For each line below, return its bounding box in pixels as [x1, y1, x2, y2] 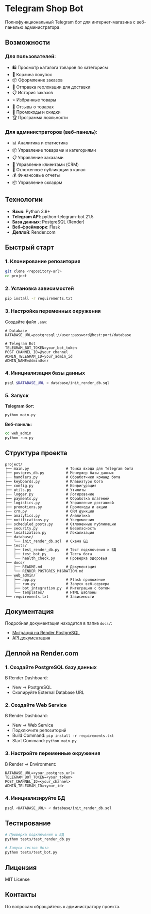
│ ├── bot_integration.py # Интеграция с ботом [5, 586, 110, 590]
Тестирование [5, 819, 51, 828]
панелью [5, 24, 24, 30]
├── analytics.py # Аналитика [5, 513, 90, 518]
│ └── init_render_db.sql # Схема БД [5, 539, 88, 544]
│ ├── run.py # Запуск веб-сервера [5, 581, 110, 586]
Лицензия [5, 863, 37, 872]
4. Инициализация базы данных [5, 369, 85, 376]
